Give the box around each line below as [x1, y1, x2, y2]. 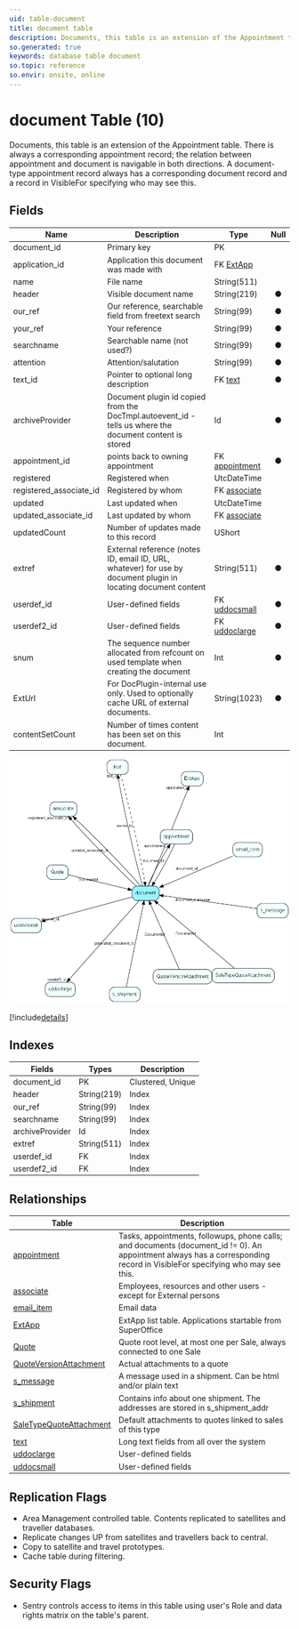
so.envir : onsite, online [9, 71, 105, 80]
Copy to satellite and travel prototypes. [21, 1542, 165, 1552]
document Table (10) [9, 110, 165, 131]
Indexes [9, 1037, 55, 1052]
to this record [107, 532, 157, 543]
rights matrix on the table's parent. [21, 1609, 149, 1620]
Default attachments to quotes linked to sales [118, 1415, 284, 1425]
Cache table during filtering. [21, 1551, 125, 1561]
